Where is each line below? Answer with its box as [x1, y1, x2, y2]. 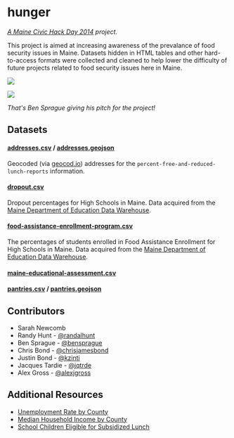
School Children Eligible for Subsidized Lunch [17, 423, 150, 431]
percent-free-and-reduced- [136, 160, 216, 167]
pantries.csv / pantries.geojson [7, 285, 102, 293]
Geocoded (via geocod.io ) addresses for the [7, 159, 136, 167]
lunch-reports [7, 168, 49, 175]
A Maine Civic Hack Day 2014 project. [7, 27, 118, 36]
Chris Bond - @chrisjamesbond [17, 346, 109, 354]
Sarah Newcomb [17, 323, 66, 332]
